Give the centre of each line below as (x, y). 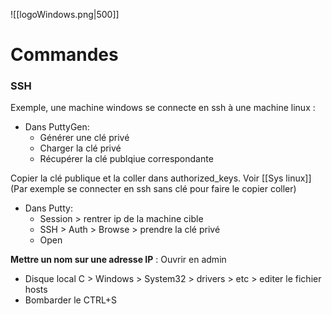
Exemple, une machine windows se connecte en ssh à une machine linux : (163, 108)
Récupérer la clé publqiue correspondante (126, 159)
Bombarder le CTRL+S (70, 300)
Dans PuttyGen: (57, 127)
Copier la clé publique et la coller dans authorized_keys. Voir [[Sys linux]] (161, 178)
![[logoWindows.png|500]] (65, 14)
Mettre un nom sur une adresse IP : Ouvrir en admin (118, 260)
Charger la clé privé (80, 148)
